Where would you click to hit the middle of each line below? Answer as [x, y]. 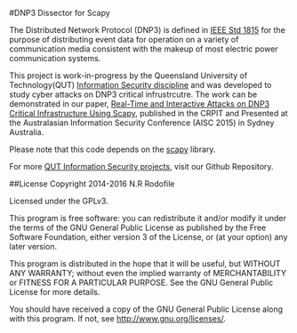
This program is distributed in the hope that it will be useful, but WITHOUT [145, 264]
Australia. [27, 132]
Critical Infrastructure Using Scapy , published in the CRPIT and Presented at [148, 113]
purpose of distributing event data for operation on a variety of [124, 40]
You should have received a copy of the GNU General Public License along [146, 309]
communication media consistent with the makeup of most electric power [144, 49]
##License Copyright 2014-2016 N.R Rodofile [92, 184]
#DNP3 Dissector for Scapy [60, 13]
